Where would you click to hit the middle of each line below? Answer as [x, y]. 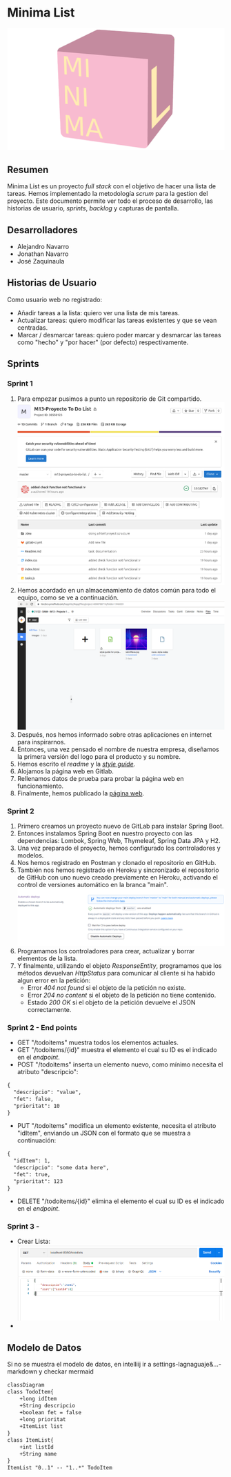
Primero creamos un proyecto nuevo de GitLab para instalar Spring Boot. [120, 826]
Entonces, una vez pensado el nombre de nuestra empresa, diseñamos [118, 749]
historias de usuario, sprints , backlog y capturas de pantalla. [93, 208]
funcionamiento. [40, 786]
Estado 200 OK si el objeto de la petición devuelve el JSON [111, 1002]
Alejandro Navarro [43, 247]
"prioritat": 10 [37, 1106]
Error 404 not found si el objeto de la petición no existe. [107, 987]
